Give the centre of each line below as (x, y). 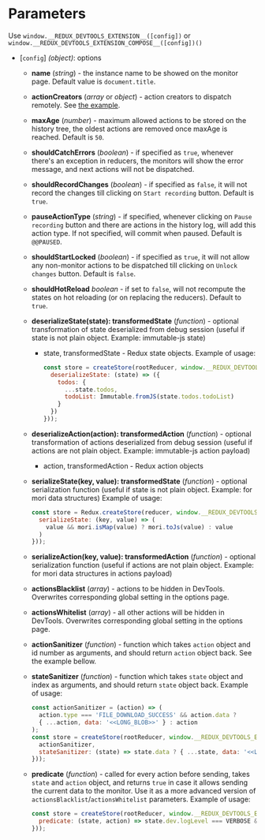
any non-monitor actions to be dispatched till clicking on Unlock (134, 265)
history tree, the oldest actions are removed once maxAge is (129, 129)
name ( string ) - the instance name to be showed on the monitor (135, 73)
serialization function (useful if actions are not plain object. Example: (143, 566)
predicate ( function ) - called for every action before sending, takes (140, 775)
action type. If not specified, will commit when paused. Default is (137, 233)
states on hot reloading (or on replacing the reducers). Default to (136, 297)
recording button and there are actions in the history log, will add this (144, 225)
